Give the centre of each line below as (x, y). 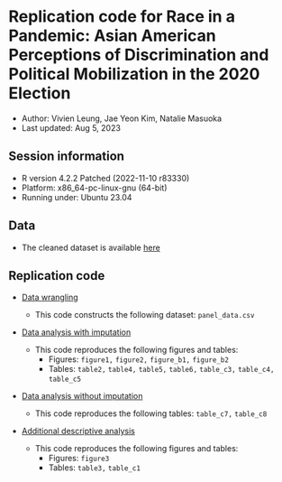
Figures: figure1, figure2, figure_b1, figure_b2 (138, 359)
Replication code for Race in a (122, 17)
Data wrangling (50, 297)
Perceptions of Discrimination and (139, 55)
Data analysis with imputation (76, 332)
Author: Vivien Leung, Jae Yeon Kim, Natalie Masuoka (122, 118)
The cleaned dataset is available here (91, 247)
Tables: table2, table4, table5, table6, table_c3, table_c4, (161, 369)
